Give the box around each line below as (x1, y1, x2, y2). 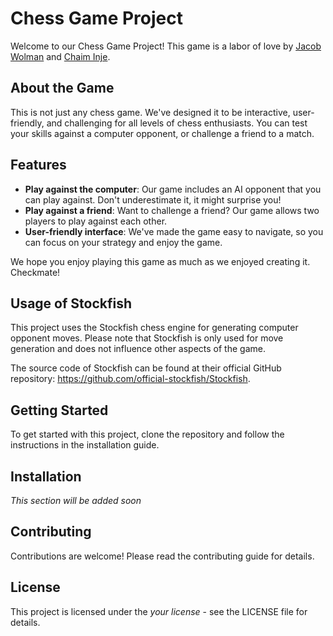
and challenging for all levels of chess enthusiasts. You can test (46, 117, 308, 129)
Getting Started (10, 402, 109, 419)
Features (10, 157, 67, 174)
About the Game (10, 80, 115, 97)
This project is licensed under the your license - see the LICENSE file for (10, 605, 308, 617)
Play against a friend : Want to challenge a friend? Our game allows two (24, 204, 320, 216)
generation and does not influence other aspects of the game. (10, 343, 266, 355)
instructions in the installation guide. (10, 439, 160, 451)
